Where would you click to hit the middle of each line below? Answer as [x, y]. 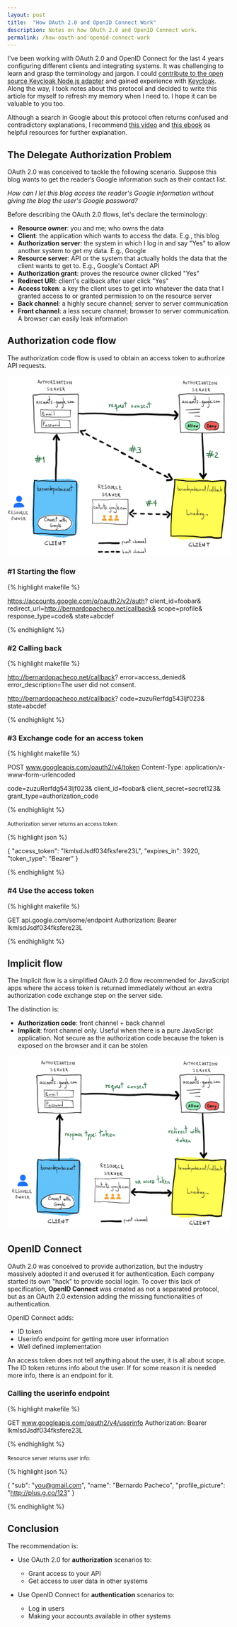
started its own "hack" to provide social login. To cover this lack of [104, 1281]
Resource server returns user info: [49, 1458]
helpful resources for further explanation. [67, 133]
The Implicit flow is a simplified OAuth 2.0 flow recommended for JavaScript [118, 981]
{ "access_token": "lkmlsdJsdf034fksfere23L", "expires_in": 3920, [104, 851]
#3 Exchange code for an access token [75, 738]
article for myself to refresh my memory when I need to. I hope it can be [112, 96]
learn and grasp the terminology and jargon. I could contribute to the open [116, 74]
